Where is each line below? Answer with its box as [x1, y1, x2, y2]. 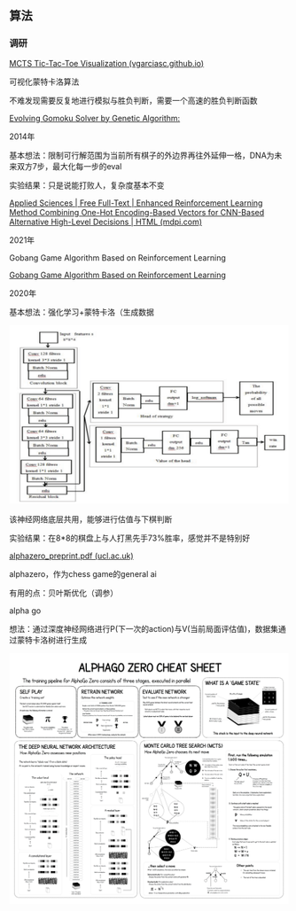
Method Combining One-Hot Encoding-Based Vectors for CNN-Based [9, 206, 265, 217]
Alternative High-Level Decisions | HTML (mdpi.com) [9, 216, 202, 227]
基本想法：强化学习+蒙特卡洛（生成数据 [9, 307, 155, 317]
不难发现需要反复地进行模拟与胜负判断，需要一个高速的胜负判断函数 [9, 95, 258, 105]
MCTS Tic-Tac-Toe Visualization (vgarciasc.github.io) [9, 58, 205, 68]
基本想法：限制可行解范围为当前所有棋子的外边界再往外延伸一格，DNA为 [9, 150, 275, 160]
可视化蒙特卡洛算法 [9, 76, 80, 87]
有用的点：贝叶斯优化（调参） [9, 588, 118, 598]
